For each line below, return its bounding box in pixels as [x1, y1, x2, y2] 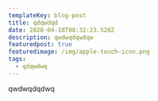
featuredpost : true [8, 41, 73, 49]
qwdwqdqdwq [8, 84, 55, 93]
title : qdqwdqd [8, 19, 58, 27]
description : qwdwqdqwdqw [8, 33, 93, 41]
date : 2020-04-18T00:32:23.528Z [8, 26, 115, 34]
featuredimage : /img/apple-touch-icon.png [8, 48, 150, 56]
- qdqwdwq [15, 63, 47, 70]
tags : [8, 56, 26, 63]
